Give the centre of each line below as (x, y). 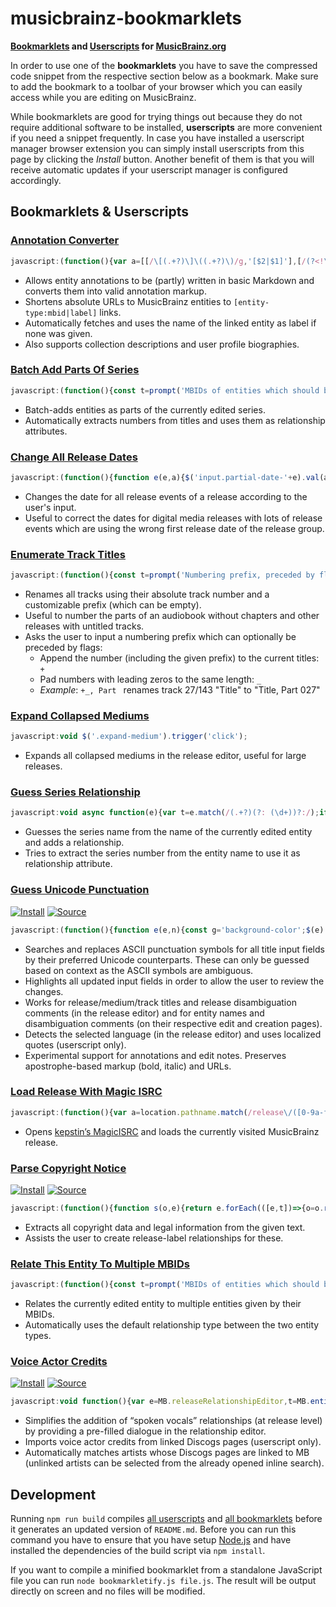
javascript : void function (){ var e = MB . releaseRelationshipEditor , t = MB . (160, 1402)
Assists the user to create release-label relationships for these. (154, 1238)
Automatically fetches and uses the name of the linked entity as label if (170, 323)
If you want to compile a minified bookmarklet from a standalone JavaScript (166, 1570)
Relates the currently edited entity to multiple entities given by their (163, 1304)
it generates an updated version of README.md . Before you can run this (153, 1529)
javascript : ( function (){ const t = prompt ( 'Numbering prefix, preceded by (162, 575)
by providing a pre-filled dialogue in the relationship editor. (145, 1431)
